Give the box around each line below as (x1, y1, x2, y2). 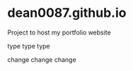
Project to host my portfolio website (7, 28, 111, 37)
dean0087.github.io (7, 5, 127, 21)
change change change (7, 55, 76, 64)
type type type (7, 41, 51, 50)
